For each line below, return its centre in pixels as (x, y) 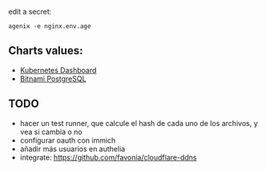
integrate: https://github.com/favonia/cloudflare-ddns (108, 157)
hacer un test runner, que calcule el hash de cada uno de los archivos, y (139, 123)
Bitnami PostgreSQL (53, 79)
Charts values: (46, 51)
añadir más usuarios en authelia (73, 148)
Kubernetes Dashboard (58, 70)
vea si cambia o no (51, 132)
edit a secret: (30, 12)
